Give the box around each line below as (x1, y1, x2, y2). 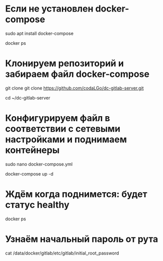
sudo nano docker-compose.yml (5, 161, 73, 167)
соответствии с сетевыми (5, 123, 121, 135)
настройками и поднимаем (5, 134, 127, 145)
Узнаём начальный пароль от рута (5, 233, 158, 244)
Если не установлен (5, 3, 94, 15)
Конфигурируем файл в (5, 113, 110, 124)
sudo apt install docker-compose (5, 30, 74, 36)
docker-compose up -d (5, 170, 54, 177)
